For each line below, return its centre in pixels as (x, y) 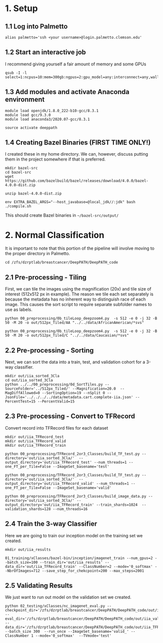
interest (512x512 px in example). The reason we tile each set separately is (79, 294)
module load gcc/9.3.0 (28, 115)
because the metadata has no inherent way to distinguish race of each (75, 299)
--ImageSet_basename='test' (81, 466)
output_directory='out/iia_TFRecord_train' (50, 505)
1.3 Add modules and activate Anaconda (67, 92)
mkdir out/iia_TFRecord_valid (36, 441)
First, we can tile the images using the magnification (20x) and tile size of (78, 289)
